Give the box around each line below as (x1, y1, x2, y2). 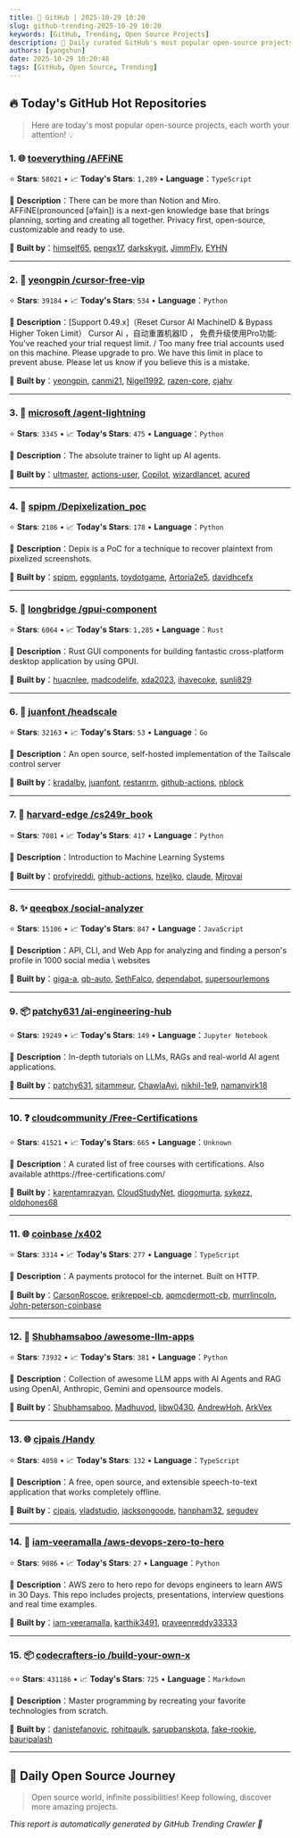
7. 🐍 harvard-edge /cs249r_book (9, 809, 154, 821)
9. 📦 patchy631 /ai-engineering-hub (9, 1005, 172, 1018)
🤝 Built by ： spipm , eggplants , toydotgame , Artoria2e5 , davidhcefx (9, 571, 254, 582)
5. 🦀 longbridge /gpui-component (9, 603, 158, 615)
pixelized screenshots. (9, 553, 92, 563)
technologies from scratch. (9, 1706, 109, 1717)
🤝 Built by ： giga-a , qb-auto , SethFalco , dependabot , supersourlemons (9, 974, 270, 985)
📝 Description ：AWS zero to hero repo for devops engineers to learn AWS (9, 1579, 283, 1590)
